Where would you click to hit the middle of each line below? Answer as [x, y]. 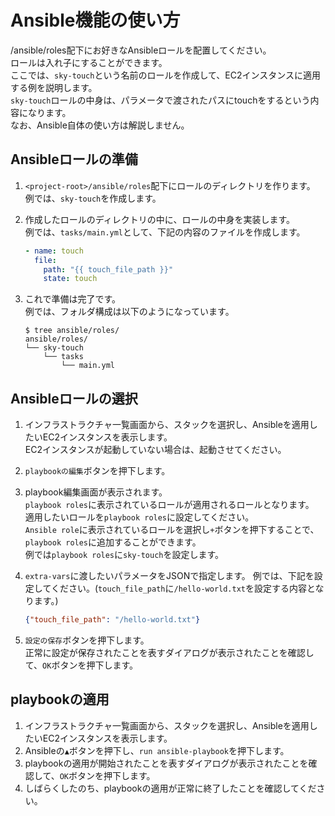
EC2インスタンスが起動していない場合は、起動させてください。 [155, 450]
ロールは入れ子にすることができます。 [89, 62]
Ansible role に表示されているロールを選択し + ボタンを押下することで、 [172, 530]
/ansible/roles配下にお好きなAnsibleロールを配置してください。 [141, 50]
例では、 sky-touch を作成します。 [93, 198]
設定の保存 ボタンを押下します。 [87, 640]
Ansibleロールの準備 [74, 159]
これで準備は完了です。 [72, 299]
